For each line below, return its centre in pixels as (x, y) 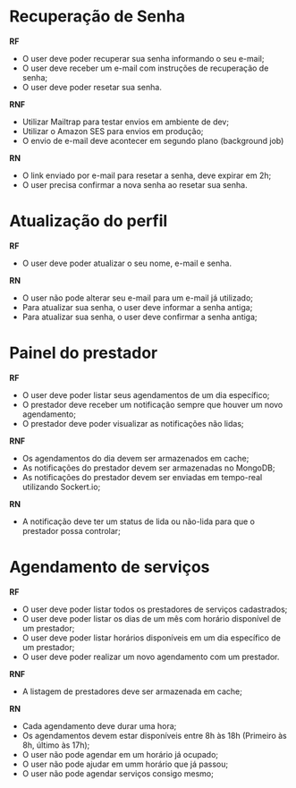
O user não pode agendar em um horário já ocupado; (120, 754)
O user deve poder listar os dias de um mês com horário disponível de (152, 618)
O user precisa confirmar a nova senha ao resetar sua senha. (135, 184)
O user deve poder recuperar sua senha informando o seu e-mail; (143, 58)
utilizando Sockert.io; (61, 487)
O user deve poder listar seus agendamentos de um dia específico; (146, 394)
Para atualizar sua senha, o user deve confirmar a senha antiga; (140, 317)
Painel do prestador (84, 353)
